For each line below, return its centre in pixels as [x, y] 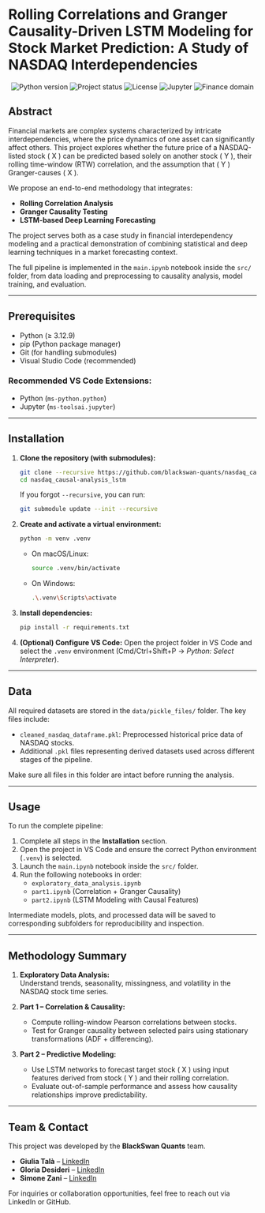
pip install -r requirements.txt [75, 627]
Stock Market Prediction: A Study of [129, 48]
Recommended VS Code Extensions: [80, 381]
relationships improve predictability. [89, 1095]
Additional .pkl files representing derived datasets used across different [137, 751]
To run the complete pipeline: [56, 826]
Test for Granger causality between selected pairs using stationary [140, 1031]
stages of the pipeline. [56, 759]
